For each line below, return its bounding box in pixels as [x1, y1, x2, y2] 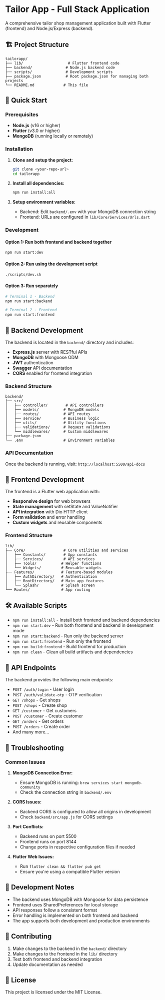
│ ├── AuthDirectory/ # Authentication [5, 574, 97, 579]
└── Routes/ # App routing [5, 587, 91, 592]
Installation [5, 146, 33, 153]
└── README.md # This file [5, 83, 88, 88]
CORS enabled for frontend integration [12, 370, 92, 376]
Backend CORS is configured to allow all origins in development [19, 808, 151, 814]
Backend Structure [5, 383, 52, 390]
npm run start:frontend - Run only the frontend [12, 638, 111, 644]
